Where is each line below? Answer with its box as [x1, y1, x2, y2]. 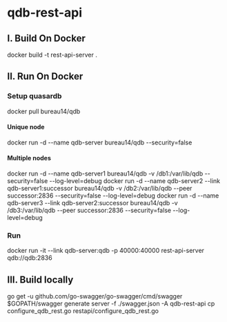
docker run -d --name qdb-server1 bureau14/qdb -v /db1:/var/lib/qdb [7, 169, 204, 178]
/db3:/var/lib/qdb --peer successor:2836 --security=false [7, 206, 171, 215]
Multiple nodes [7, 154, 52, 162]
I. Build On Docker [7, 32, 86, 44]
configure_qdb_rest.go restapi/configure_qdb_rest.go [7, 307, 159, 315]
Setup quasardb [7, 91, 62, 101]
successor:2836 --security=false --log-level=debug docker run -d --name [7, 191, 219, 200]
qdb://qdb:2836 [7, 254, 53, 262]
